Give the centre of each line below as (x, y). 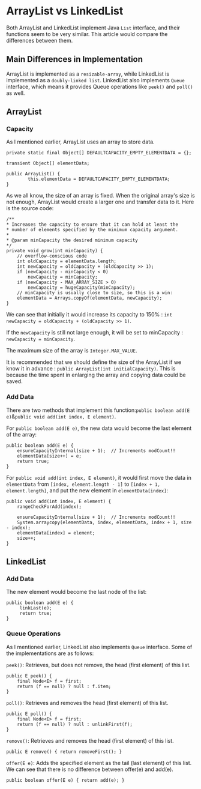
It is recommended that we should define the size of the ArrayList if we (94, 362)
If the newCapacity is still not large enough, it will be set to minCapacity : (95, 333)
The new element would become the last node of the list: (76, 592)
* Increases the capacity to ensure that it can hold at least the (92, 225)
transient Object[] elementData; (48, 163)
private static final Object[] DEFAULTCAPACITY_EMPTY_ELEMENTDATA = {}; (99, 153)
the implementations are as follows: (50, 653)
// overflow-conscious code (52, 256)
